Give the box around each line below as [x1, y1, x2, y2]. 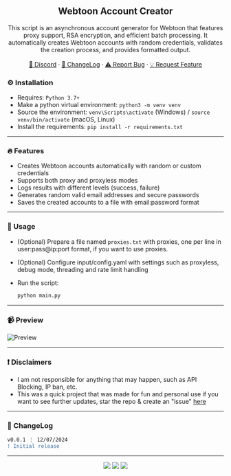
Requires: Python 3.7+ [16, 93, 80, 102]
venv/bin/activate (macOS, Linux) [16, 115, 115, 124]
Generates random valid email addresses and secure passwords [16, 191, 199, 199]
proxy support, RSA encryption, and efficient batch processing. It [23, 31, 208, 39]
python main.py [16, 292, 61, 299]
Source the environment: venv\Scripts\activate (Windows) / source [16, 108, 210, 116]
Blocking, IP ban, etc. [16, 383, 78, 391]
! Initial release [7, 443, 60, 450]
